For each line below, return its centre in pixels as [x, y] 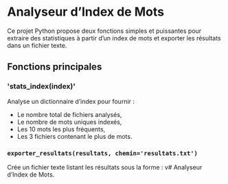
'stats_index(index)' [41, 86]
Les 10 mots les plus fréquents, [61, 129]
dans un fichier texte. [37, 45]
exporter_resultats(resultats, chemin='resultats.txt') [102, 153]
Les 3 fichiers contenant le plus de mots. [75, 136]
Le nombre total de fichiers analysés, [69, 114]
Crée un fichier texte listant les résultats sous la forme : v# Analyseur [105, 167]
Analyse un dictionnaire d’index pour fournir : [71, 101]
